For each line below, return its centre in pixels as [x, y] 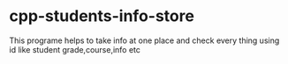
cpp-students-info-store [102, 16]
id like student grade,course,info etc [75, 49]
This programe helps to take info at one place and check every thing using [144, 40]
